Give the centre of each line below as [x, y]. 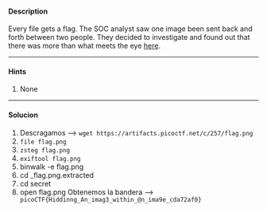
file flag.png [43, 142]
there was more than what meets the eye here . [85, 46]
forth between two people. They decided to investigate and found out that [129, 37]
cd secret [35, 183]
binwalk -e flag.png [52, 167]
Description [28, 11]
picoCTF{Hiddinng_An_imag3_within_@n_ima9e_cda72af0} [110, 199]
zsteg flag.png [45, 150]
